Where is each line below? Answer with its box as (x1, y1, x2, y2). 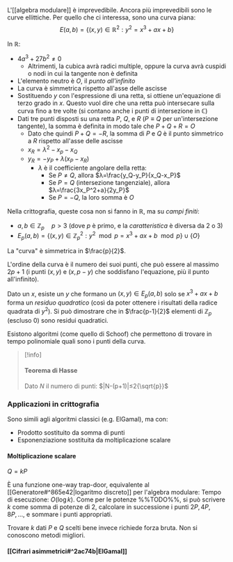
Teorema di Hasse (24, 367, 78, 375)
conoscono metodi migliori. (7, 531, 86, 540)
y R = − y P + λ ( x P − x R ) (27, 154, 90, 164)
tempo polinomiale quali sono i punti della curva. (7, 337, 146, 345)
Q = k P (7, 467, 28, 476)
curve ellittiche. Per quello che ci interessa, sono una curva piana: (7, 13, 196, 22)
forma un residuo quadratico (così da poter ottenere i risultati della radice (7, 298, 218, 307)
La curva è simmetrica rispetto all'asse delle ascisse (17, 84, 167, 93)
